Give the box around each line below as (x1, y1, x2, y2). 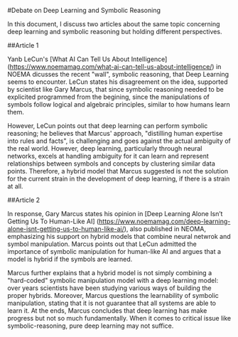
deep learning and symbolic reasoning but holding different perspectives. (7, 28, 222, 36)
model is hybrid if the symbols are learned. (7, 255, 133, 263)
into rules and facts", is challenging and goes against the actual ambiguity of (7, 137, 231, 145)
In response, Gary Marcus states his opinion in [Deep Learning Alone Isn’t (7, 210, 223, 218)
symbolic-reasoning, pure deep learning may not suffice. (7, 321, 174, 330)
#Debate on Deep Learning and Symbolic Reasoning (7, 6, 161, 14)
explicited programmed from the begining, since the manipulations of (7, 92, 210, 101)
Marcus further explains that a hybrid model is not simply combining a (7, 269, 212, 277)
